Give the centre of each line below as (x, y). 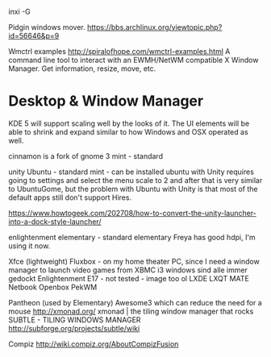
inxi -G (19, 12)
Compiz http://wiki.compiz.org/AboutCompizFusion (94, 344)
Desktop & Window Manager (106, 101)
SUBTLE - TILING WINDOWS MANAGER (75, 320)
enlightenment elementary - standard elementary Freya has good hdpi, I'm (132, 237)
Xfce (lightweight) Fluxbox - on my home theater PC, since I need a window (134, 261)
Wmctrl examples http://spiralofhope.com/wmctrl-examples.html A (119, 51)
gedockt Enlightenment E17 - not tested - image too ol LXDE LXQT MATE (129, 278)
